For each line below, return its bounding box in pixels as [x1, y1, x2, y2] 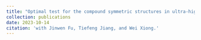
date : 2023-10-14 [6, 19, 50, 25]
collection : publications [6, 14, 71, 20]
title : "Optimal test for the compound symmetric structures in [6, 8, 170, 15]
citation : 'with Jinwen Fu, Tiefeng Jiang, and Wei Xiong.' [6, 25, 160, 31]
